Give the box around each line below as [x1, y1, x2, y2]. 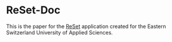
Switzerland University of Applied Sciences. [6, 29, 113, 36]
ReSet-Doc [6, 3, 61, 17]
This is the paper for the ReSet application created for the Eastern [6, 23, 167, 30]
